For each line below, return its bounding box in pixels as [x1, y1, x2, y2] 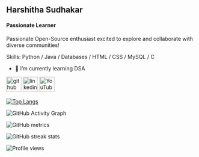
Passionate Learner [6, 21, 56, 29]
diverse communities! [6, 42, 60, 49]
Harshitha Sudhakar [6, 5, 83, 15]
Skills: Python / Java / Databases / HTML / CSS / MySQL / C [6, 53, 155, 60]
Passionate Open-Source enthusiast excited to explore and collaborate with [6, 35, 194, 42]
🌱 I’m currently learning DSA [14, 64, 85, 72]
